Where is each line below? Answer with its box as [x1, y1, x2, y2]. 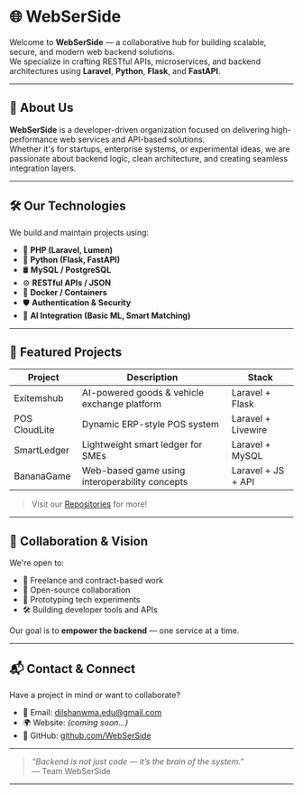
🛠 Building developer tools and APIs [22, 604, 158, 615]
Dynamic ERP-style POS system [81, 418, 219, 431]
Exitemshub [14, 392, 64, 405]
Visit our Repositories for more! [31, 499, 148, 509]
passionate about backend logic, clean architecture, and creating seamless [9, 153, 289, 163]
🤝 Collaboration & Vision [9, 533, 149, 548]
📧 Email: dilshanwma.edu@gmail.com [22, 707, 162, 717]
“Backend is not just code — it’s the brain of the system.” [31, 756, 244, 767]
